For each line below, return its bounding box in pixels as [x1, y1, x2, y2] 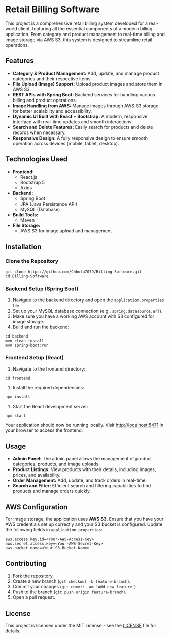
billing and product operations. [12, 97, 77, 103]
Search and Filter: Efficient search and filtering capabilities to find [12, 482, 151, 488]
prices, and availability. [12, 472, 61, 478]
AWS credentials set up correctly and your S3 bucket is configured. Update [5, 521, 163, 527]
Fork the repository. [12, 573, 54, 579]
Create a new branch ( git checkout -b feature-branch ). [12, 578, 131, 584]
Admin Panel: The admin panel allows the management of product [12, 455, 152, 461]
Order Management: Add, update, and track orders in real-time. [12, 477, 147, 483]
